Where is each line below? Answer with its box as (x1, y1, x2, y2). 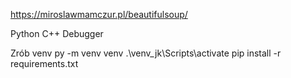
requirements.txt (10, 58, 79, 69)
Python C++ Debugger (10, 28, 104, 39)
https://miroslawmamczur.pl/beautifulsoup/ (10, 9, 188, 20)
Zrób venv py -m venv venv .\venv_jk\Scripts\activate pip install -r (10, 47, 282, 59)
